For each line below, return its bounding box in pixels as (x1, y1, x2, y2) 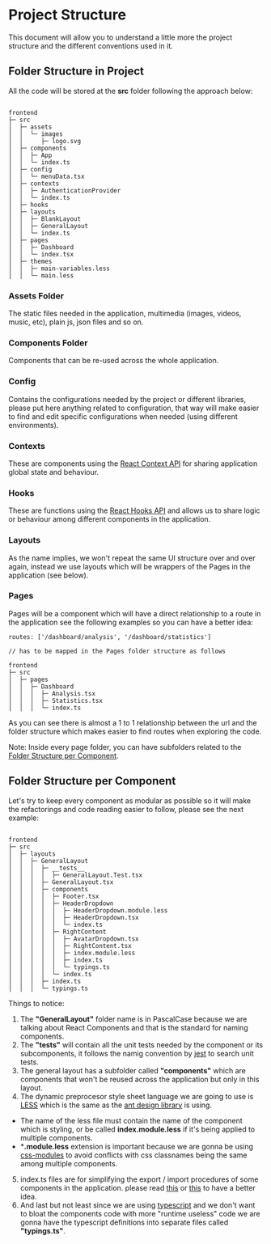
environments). (8, 420, 59, 429)
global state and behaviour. (8, 467, 100, 476)
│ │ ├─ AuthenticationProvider (8, 186, 121, 195)
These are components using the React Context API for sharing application (8, 459, 258, 468)
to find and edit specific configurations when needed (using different (8, 411, 239, 421)
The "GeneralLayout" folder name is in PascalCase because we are (19, 1013, 248, 1024)
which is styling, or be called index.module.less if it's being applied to (19, 1124, 256, 1134)
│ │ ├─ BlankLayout (8, 214, 82, 223)
